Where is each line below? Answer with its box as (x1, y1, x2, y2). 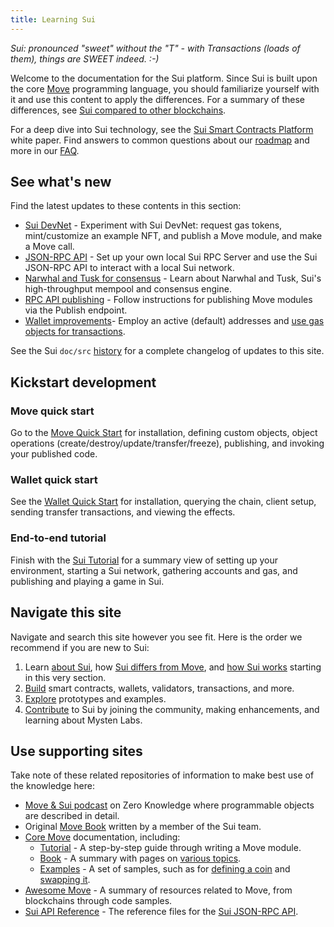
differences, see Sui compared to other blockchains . (10, 104, 227, 116)
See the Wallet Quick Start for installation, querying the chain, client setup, (10, 496, 317, 508)
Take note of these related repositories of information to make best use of (10, 769, 315, 781)
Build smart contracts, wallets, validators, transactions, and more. (24, 682, 295, 694)
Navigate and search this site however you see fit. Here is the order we (10, 631, 303, 643)
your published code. (10, 448, 98, 460)
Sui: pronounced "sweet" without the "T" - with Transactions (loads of (10, 42, 301, 54)
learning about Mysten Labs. (24, 714, 143, 726)
